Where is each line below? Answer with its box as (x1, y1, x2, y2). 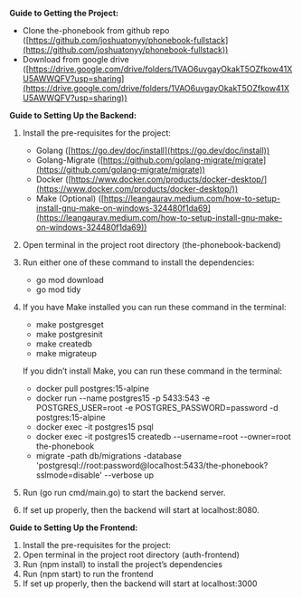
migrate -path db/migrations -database (35, 451, 183, 460)
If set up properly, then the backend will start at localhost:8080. (22, 505, 260, 515)
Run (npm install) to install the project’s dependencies (22, 559, 223, 569)
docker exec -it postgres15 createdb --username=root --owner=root (35, 432, 291, 441)
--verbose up (103, 470, 155, 480)
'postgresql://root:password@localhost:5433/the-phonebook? (35, 460, 269, 470)
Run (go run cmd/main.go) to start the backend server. (22, 488, 226, 498)
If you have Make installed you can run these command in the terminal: (22, 302, 287, 312)
